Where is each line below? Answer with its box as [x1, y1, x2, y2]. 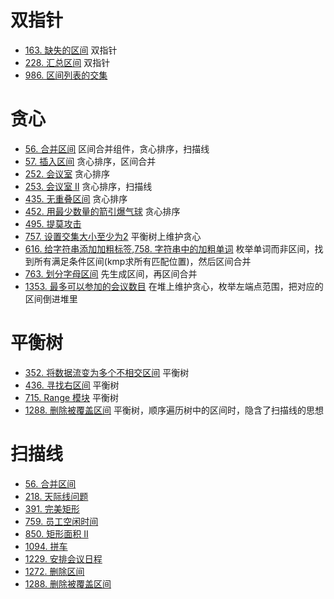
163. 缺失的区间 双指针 [24, 44, 118, 56]
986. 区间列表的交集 [24, 69, 108, 81]
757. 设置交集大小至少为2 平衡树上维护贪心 [24, 230, 202, 242]
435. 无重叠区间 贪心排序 [24, 192, 128, 205]
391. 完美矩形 [24, 502, 80, 515]
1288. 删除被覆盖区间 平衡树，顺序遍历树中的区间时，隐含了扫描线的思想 [24, 404, 324, 416]
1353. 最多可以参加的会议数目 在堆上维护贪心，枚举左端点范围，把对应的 [24, 280, 324, 292]
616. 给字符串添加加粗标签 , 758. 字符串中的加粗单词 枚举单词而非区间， [24, 242, 315, 255]
